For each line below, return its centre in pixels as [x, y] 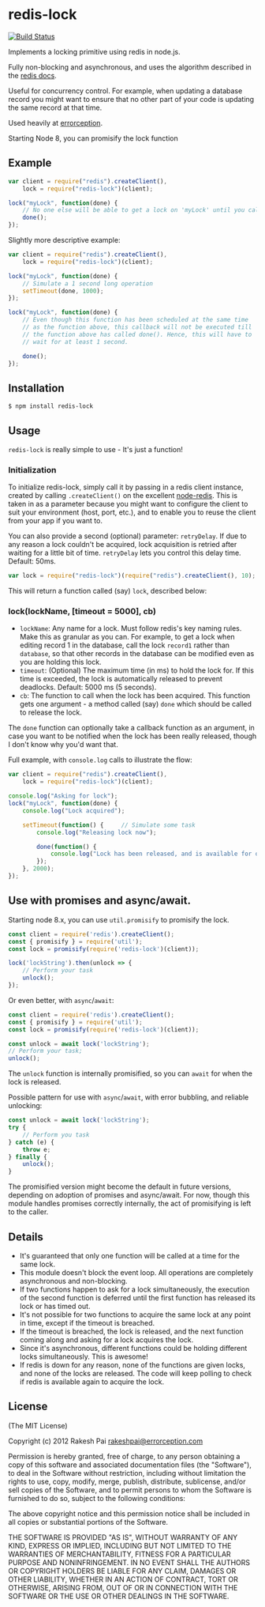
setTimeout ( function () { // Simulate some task [109, 825]
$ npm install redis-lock [50, 406]
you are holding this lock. [60, 662]
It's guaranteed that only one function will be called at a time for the [130, 1255]
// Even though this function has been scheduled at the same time [135, 320]
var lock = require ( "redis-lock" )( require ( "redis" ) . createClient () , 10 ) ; [132, 576]
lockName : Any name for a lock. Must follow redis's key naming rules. [131, 628]
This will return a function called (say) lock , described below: [108, 591]
